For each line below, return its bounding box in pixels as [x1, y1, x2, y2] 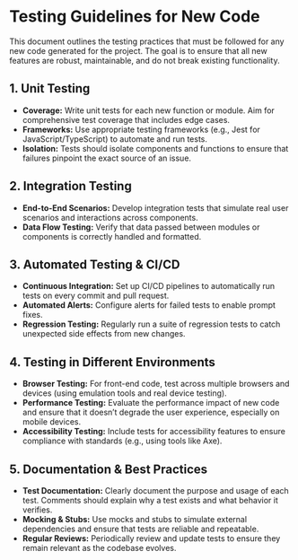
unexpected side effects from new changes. [22, 328, 186, 339]
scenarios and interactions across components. [22, 212, 199, 223]
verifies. [22, 504, 53, 515]
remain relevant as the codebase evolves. [22, 543, 177, 553]
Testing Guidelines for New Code [9, 6, 260, 27]
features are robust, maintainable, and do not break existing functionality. [9, 55, 280, 66]
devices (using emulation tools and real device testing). [22, 388, 227, 398]
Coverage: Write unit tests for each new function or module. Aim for [22, 105, 276, 116]
